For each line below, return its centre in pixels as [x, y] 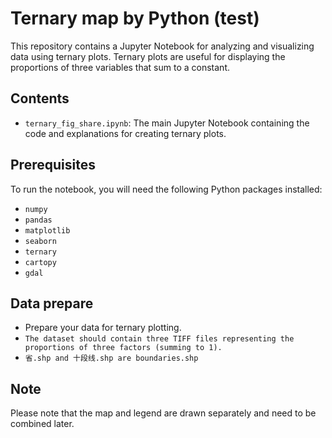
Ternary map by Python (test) [135, 18]
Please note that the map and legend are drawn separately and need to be [163, 413]
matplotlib [47, 230]
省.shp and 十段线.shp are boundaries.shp [111, 358]
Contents [40, 98]
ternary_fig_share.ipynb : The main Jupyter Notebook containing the [167, 123]
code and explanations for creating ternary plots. [125, 133]
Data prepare [52, 303]
